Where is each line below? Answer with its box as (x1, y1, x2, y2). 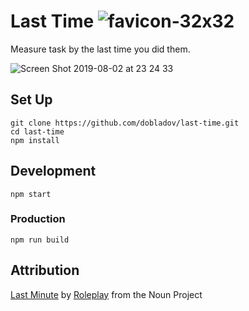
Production (10, 212, 66, 226)
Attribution (10, 262, 80, 279)
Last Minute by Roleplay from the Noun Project (10, 288, 203, 300)
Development (10, 163, 97, 180)
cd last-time (10, 126, 65, 137)
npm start (10, 189, 52, 199)
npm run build (10, 235, 70, 245)
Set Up (10, 91, 53, 109)
